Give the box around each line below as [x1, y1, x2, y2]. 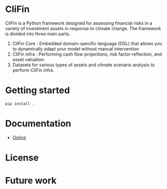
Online [12, 134, 26, 140]
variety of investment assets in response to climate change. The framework [5, 25, 161, 31]
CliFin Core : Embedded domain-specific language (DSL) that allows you [12, 40, 162, 46]
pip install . [5, 101, 35, 106]
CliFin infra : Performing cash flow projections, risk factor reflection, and [12, 51, 162, 57]
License [5, 152, 39, 163]
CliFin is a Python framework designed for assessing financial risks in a [5, 20, 152, 26]
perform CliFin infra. [12, 67, 54, 73]
